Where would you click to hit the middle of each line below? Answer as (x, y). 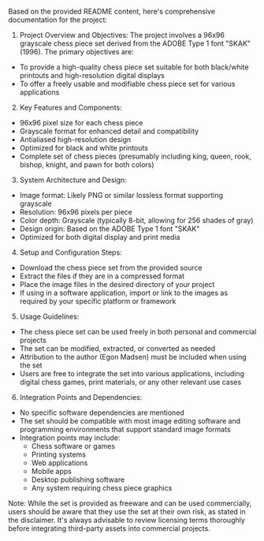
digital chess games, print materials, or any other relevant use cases (130, 382)
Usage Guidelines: (49, 316)
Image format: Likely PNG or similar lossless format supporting (121, 195)
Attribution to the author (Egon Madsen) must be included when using (133, 357)
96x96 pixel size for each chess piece (81, 123)
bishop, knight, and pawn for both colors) (87, 164)
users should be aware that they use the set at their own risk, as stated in (127, 511)
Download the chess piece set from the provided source (111, 268)
